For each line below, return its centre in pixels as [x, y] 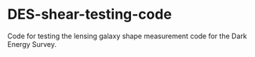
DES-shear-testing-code [89, 14]
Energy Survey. [32, 44]
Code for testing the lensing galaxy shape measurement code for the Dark [127, 36]
